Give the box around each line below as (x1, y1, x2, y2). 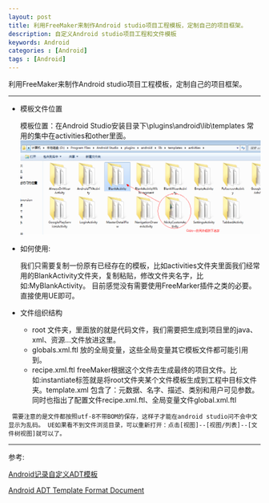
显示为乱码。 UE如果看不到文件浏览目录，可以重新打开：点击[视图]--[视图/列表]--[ (8, 421, 252, 429)
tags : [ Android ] (8, 55, 66, 63)
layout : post (8, 13, 52, 21)
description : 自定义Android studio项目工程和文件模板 (8, 30, 177, 38)
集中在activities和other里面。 (34, 131, 130, 140)
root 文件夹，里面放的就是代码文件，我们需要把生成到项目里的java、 (31, 325, 258, 335)
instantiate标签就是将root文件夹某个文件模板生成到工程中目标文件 (41, 375, 258, 384)
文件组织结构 (19, 307, 62, 317)
